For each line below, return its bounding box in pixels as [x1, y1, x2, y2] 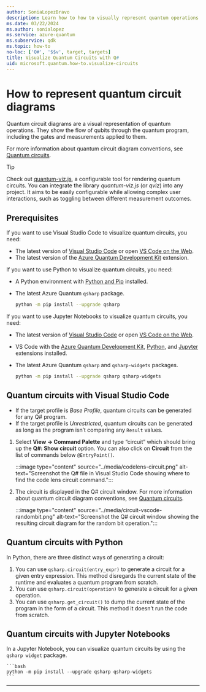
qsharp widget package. [6, 651, 67, 659]
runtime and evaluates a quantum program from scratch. [15, 578, 158, 586]
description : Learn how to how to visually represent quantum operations [6, 15, 199, 21]
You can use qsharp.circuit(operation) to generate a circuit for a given [15, 585, 197, 593]
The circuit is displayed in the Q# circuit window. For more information [15, 488, 193, 495]
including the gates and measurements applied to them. [6, 133, 147, 141]
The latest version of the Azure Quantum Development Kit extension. [15, 254, 189, 262]
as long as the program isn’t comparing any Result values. [15, 426, 163, 433]
